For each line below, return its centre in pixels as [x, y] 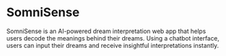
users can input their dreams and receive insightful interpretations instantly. [113, 45]
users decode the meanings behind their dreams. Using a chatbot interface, [113, 38]
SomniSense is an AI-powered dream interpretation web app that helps [106, 31]
